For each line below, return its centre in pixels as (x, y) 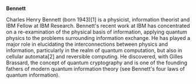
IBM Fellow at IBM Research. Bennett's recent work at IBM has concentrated (98, 26)
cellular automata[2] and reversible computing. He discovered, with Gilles (94, 56)
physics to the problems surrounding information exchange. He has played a (98, 38)
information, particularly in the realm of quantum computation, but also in (94, 50)
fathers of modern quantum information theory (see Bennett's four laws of (96, 69)
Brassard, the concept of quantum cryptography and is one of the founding (97, 63)
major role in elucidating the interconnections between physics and (87, 44)
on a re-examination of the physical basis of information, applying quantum (97, 32)
